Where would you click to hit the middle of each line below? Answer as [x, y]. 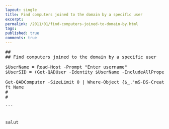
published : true [22, 33]
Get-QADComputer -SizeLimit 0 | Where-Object [62, 82]
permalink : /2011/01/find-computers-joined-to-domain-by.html [72, 24]
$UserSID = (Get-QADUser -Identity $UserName [62, 72]
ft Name [15, 87]
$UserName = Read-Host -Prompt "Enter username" [66, 67]
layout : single [21, 10]
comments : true [21, 38]
